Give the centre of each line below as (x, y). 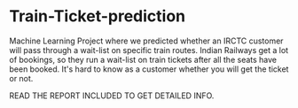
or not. (21, 78)
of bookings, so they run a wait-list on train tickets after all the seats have (143, 59)
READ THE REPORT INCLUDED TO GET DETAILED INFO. (112, 96)
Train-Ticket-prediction (98, 16)
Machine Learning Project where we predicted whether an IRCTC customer (146, 41)
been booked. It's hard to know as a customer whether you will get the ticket (149, 69)
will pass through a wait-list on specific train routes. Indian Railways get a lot (149, 50)
